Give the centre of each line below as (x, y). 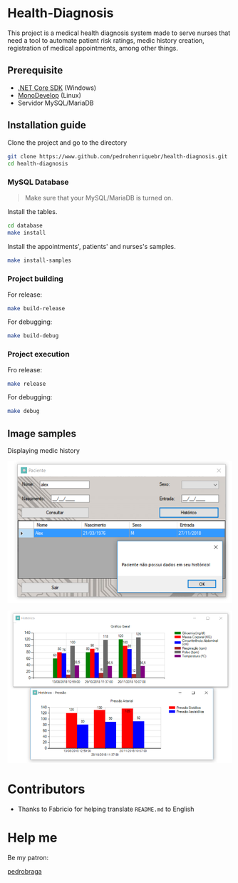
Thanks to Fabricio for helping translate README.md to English (106, 809)
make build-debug (33, 336)
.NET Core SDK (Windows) (57, 88)
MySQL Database (38, 182)
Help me (32, 838)
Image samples (42, 433)
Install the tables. (32, 211)
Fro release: (25, 369)
